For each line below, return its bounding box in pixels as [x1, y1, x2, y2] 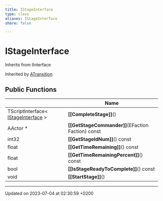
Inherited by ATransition [5, 71, 53, 77]
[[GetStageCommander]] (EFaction [67, 122, 149, 129]
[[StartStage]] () [67, 173, 105, 180]
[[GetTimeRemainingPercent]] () [67, 151, 143, 158]
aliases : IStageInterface [5, 16, 57, 21]
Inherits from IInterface [5, 62, 51, 68]
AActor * [7, 125, 28, 132]
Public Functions [5, 85, 57, 94]
